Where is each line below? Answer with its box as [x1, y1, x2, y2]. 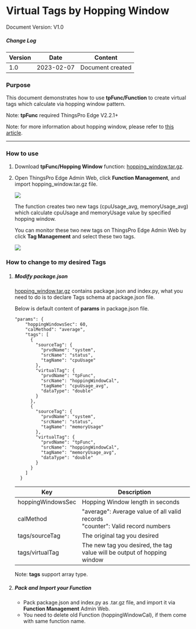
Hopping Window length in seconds [82, 498, 180, 506]
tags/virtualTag [17, 549, 60, 557]
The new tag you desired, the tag [82, 541, 173, 549]
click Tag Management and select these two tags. [14, 233, 136, 240]
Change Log [6, 37, 37, 44]
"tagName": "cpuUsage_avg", [40, 383, 109, 389]
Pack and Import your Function [14, 584, 92, 591]
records [82, 515, 103, 523]
